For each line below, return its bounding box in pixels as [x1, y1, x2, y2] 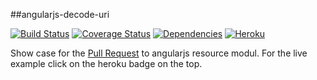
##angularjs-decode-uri [10, 9, 110, 20]
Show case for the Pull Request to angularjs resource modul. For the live [10, 47, 308, 59]
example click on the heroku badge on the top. [10, 58, 203, 69]
